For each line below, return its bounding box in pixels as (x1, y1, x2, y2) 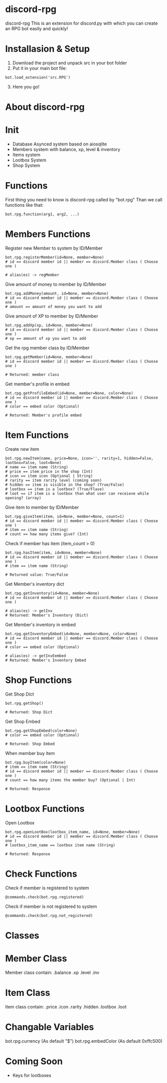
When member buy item (5, 750, 55, 756)
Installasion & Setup (5, 43, 90, 55)
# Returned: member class (5, 372, 59, 377)
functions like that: (5, 202, 44, 208)
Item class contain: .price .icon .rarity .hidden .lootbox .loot (5, 1003, 127, 1010)
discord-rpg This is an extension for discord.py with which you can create (5, 20, 158, 26)
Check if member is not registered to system (5, 903, 97, 909)
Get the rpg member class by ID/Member (5, 345, 90, 351)
